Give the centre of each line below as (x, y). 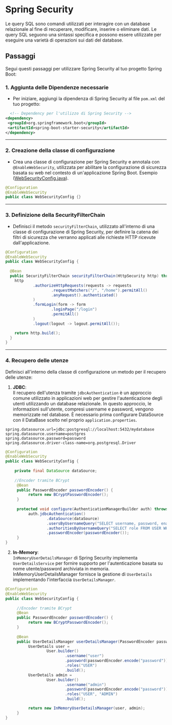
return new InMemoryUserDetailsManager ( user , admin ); (87, 708)
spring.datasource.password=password (46, 438)
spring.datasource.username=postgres (46, 434)
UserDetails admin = (50, 675)
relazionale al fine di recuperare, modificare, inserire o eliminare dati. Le (81, 29)
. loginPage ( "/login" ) (74, 309)
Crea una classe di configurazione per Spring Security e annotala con (86, 162)
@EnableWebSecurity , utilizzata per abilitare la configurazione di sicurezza (90, 167)
